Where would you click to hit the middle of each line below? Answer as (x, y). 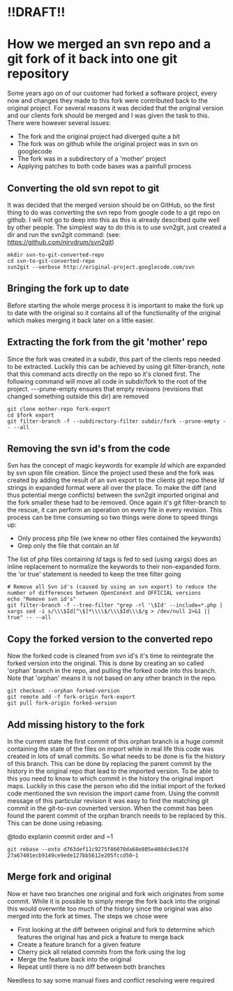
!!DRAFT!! (36, 12)
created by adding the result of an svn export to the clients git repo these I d (116, 480)
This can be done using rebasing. (55, 823)
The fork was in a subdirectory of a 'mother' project (91, 159)
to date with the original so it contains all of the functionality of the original (114, 312)
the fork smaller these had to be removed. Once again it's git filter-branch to (117, 502)
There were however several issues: (59, 123)
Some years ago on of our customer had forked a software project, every (112, 93)
